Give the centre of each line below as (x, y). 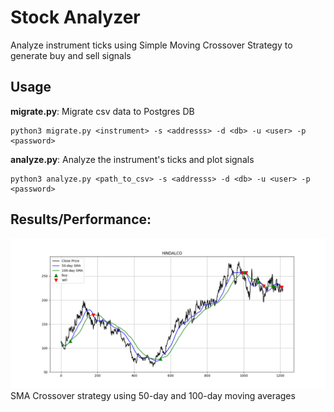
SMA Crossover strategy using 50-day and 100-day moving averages (153, 395)
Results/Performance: (81, 219)
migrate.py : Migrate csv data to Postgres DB (102, 111)
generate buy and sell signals (71, 55)
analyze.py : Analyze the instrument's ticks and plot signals (132, 159)
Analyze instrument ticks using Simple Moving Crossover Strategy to (151, 45)
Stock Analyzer (75, 17)
